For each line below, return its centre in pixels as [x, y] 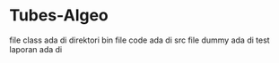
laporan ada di [36, 49]
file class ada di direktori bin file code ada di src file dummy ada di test [140, 40]
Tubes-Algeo [59, 16]
